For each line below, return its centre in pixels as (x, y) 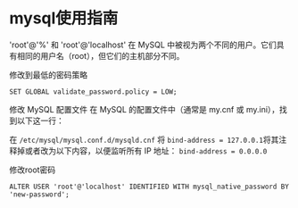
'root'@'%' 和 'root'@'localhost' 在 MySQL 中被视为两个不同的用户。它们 (143, 45)
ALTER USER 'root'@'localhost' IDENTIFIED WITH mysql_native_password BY (149, 187)
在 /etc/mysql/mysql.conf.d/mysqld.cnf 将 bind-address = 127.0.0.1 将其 (144, 139)
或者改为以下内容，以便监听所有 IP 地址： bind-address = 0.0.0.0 (146, 150)
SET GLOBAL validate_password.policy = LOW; (93, 92)
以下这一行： (40, 121)
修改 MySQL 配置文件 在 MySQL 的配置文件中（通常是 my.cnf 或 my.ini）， (145, 109)
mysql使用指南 (64, 18)
